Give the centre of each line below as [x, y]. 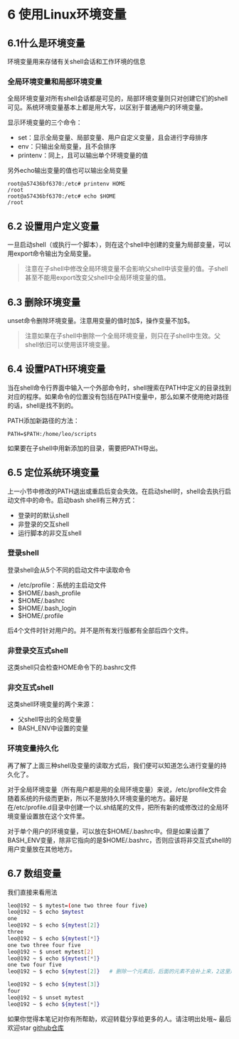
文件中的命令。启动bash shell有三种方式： [75, 500]
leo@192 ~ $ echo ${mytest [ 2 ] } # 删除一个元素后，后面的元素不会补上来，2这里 [119, 971]
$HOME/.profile [41, 615]
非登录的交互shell [43, 524]
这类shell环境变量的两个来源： [52, 704]
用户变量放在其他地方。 [42, 849]
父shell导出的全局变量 [49, 720]
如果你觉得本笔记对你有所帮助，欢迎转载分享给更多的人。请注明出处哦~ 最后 [119, 1018]
